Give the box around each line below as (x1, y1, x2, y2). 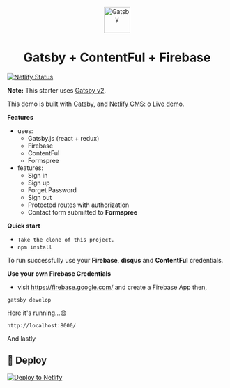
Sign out (27, 193, 52, 201)
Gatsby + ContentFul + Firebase (23, 49, 211, 65)
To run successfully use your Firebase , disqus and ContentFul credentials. (7, 256, 224, 264)
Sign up (27, 178, 50, 187)
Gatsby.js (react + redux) (27, 134, 100, 142)
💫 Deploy (7, 355, 47, 366)
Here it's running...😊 (7, 309, 68, 317)
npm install (17, 244, 52, 251)
